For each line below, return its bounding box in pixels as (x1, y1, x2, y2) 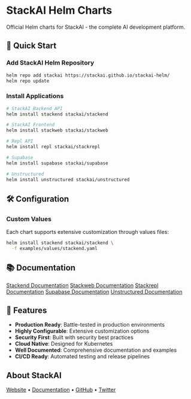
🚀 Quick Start (6, 41, 57, 51)
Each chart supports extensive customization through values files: (6, 229, 169, 236)
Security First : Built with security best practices (14, 334, 134, 341)
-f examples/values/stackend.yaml (11, 245, 98, 251)
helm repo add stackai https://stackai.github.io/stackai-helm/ (6, 72, 170, 78)
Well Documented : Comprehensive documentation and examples (14, 346, 177, 354)
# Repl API (6, 138, 34, 144)
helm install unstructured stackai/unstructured (6, 176, 130, 182)
